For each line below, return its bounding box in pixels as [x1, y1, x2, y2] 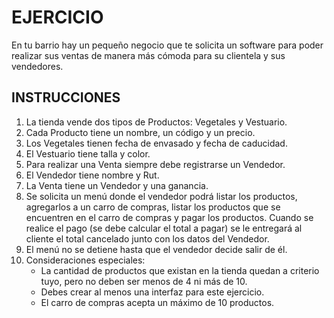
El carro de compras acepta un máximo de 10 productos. [40, 296, 275, 308]
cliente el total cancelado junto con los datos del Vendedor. [25, 232, 270, 245]
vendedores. [11, 60, 64, 72]
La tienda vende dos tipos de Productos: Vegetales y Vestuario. [25, 116, 288, 128]
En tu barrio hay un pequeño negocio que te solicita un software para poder [11, 39, 324, 51]
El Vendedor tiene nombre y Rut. [25, 169, 160, 181]
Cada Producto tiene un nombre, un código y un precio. [25, 126, 256, 138]
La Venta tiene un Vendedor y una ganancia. [25, 179, 209, 191]
